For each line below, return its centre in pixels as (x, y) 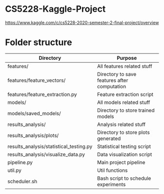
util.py (15, 170)
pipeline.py (20, 162)
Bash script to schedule (124, 178)
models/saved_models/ (34, 113)
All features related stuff (125, 66)
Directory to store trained (126, 110)
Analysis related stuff (121, 124)
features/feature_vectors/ (37, 80)
